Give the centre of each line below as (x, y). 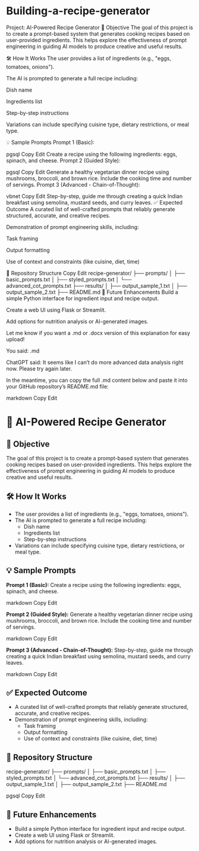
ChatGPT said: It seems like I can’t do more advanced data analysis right (95, 362)
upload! (15, 339)
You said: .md (23, 351)
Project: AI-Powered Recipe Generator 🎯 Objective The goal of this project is (99, 27)
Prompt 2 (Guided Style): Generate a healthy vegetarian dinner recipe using (99, 614)
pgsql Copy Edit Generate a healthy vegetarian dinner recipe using (88, 172)
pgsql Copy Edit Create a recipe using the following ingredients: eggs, (92, 154)
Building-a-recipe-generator (78, 11)
